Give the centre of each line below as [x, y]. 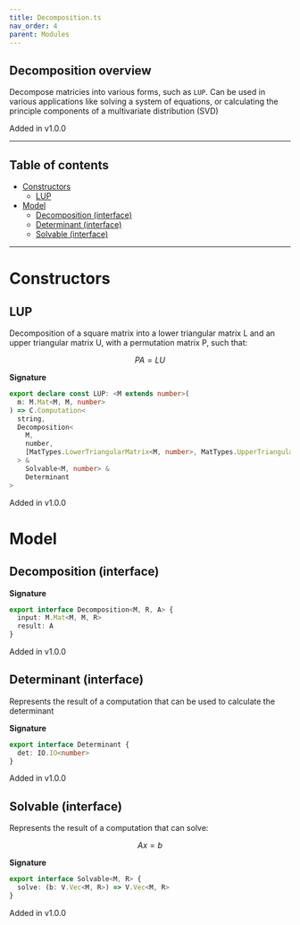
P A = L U [150, 360]
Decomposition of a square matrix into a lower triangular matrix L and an [142, 333]
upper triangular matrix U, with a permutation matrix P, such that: [129, 343]
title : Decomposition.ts [55, 17]
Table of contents [59, 165]
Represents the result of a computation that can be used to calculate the [142, 701]
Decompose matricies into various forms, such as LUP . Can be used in [137, 92]
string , [32, 419]
